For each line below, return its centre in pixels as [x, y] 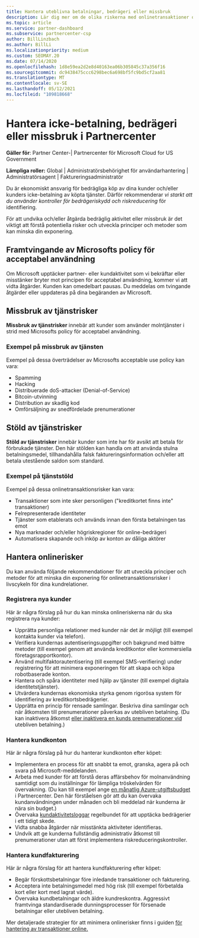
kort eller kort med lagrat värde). [54, 892]
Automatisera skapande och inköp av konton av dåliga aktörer [90, 538]
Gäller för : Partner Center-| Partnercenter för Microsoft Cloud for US [90, 152]
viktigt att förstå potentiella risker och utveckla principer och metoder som [97, 225]
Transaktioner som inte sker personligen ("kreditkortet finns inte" [94, 500]
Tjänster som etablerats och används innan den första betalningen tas [100, 519]
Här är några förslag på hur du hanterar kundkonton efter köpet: [84, 753]
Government [21, 159]
